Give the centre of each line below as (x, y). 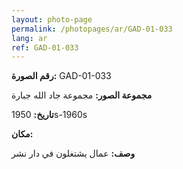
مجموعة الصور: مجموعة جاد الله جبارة (82, 95)
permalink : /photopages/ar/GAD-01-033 (92, 29)
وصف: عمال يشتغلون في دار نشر (73, 153)
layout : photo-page (52, 19)
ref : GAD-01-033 (45, 47)
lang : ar (29, 38)
